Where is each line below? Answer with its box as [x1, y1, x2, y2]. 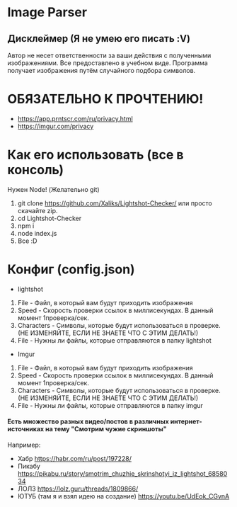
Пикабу [17, 462, 41, 471]
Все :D [17, 237, 37, 245]
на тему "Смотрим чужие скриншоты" [45, 425, 167, 433]
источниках [7, 425, 45, 433]
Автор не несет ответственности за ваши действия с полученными [7, 51, 212, 59]
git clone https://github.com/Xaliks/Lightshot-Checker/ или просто [17, 199, 212, 207]
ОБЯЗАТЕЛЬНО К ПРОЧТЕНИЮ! [7, 91, 204, 107]
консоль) [7, 162, 64, 178]
